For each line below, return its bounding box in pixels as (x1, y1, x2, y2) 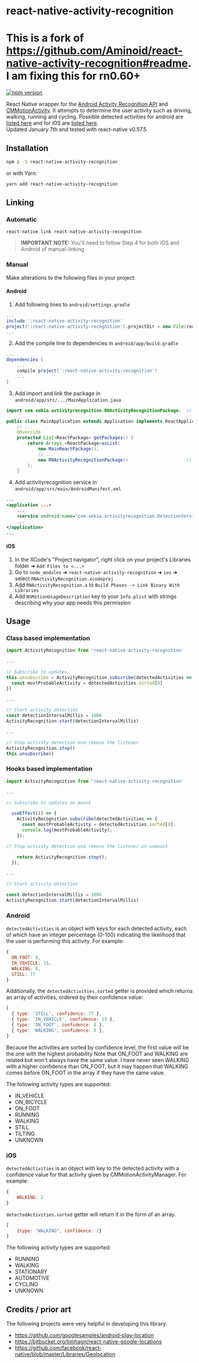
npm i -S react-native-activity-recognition (6, 159, 118, 165)
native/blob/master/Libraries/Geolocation (14, 1351, 115, 1358)
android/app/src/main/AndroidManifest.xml (14, 486, 121, 492)
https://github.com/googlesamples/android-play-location (14, 1331, 154, 1339)
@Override (17, 430, 41, 435)
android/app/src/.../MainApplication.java (14, 397, 121, 403)
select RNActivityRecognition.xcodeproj (14, 575, 114, 582)
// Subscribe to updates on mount (6, 800, 92, 806)
